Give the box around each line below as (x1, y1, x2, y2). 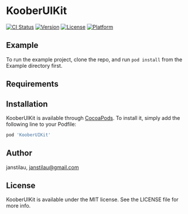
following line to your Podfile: (6, 120, 77, 127)
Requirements (6, 79, 59, 89)
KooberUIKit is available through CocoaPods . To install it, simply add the (6, 114, 180, 121)
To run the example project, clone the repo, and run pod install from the (6, 56, 183, 63)
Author (6, 148, 32, 158)
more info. (6, 202, 31, 209)
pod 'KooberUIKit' (6, 132, 51, 138)
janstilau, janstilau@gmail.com (6, 164, 79, 171)
